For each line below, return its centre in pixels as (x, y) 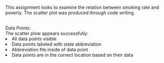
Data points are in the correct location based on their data (73, 55)
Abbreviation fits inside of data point (50, 50)
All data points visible (34, 39)
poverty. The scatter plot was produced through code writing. (70, 13)
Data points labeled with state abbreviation (57, 44)
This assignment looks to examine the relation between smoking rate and (82, 7)
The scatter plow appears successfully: (47, 33)
